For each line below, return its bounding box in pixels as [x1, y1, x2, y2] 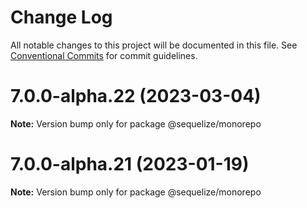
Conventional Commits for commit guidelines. [10, 49, 198, 61]
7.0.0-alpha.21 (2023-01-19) [10, 153, 250, 176]
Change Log [10, 6, 113, 29]
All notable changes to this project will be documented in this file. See [10, 39, 298, 51]
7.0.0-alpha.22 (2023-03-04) [10, 85, 262, 108]
